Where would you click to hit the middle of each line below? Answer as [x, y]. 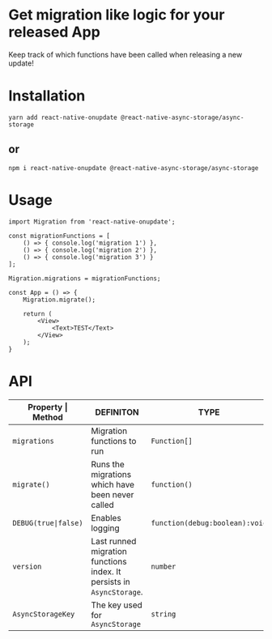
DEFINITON [117, 412]
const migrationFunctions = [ [59, 236]
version [27, 566]
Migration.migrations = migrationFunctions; [85, 278]
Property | [48, 407]
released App [55, 32]
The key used [117, 605]
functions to [114, 441]
